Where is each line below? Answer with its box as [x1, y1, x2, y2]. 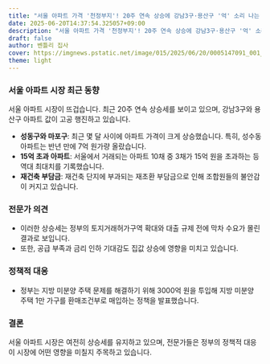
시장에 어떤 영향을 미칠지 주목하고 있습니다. [16, 347, 153, 358]
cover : [8, 49, 31, 57]
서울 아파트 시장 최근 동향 [8, 84, 100, 96]
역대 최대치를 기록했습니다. [19, 162, 104, 171]
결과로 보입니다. [19, 234, 70, 243]
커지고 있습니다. [28, 182, 79, 191]
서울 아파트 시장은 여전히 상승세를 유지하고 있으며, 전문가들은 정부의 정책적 [8, 337, 243, 347]
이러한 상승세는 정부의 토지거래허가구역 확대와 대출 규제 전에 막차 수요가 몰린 [19, 223, 261, 233]
